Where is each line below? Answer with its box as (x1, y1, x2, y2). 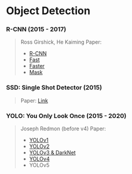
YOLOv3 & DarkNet (29, 149, 76, 156)
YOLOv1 (29, 137, 49, 144)
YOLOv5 (29, 162, 50, 169)
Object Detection (6, 4, 91, 18)
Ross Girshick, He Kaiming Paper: (20, 38, 101, 45)
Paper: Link (20, 97, 48, 104)
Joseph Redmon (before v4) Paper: (20, 125, 106, 132)
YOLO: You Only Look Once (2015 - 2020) (6, 111, 127, 120)
